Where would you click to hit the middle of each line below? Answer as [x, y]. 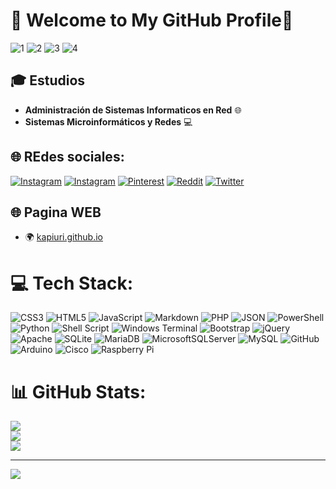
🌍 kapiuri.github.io [63, 237]
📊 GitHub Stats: [78, 391]
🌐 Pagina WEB [56, 212]
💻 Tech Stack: [72, 283]
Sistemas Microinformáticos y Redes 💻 [108, 121]
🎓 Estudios [48, 80]
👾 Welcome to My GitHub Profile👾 [152, 20]
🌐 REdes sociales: [67, 157]
